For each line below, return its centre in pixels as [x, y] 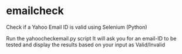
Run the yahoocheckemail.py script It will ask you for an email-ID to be [91, 38]
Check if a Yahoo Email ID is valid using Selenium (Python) [77, 27]
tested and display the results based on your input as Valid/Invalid [86, 45]
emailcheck [35, 11]
